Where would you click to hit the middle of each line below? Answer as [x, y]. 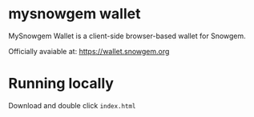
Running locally [61, 84]
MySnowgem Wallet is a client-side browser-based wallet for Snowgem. [127, 36]
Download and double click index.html [72, 105]
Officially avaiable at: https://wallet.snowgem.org [89, 51]
